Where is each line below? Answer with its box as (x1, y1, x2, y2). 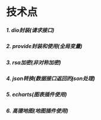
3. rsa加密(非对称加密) (6, 59, 61, 66)
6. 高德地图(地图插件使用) (6, 107, 68, 114)
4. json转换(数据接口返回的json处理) (6, 75, 95, 82)
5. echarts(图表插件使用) (6, 91, 67, 98)
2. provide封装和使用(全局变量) (6, 43, 83, 50)
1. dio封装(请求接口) (6, 26, 55, 33)
